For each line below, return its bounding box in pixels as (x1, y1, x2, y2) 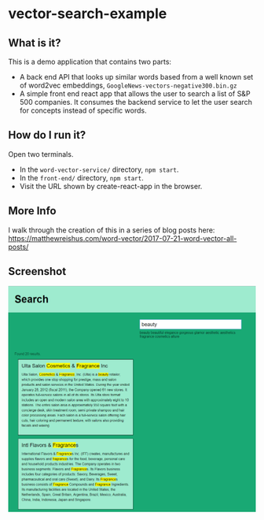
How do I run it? (8, 128, 86, 142)
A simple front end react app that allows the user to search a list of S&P (19, 89, 251, 98)
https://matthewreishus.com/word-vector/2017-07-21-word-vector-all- (8, 233, 237, 243)
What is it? (8, 36, 61, 50)
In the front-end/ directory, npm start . (19, 173, 144, 182)
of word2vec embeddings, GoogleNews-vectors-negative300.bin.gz (19, 80, 237, 90)
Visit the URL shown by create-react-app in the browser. (19, 181, 203, 191)
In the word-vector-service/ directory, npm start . (19, 165, 179, 174)
